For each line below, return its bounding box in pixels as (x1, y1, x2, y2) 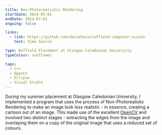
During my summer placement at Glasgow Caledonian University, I (5, 93, 141, 99)
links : (5, 30, 19, 35)
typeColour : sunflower (5, 52, 52, 57)
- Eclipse (9, 75, 30, 81)
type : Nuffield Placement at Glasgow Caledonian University (5, 48, 132, 53)
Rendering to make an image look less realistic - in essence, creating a (5, 104, 150, 110)
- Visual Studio (9, 80, 43, 85)
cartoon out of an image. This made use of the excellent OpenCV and (5, 109, 147, 115)
